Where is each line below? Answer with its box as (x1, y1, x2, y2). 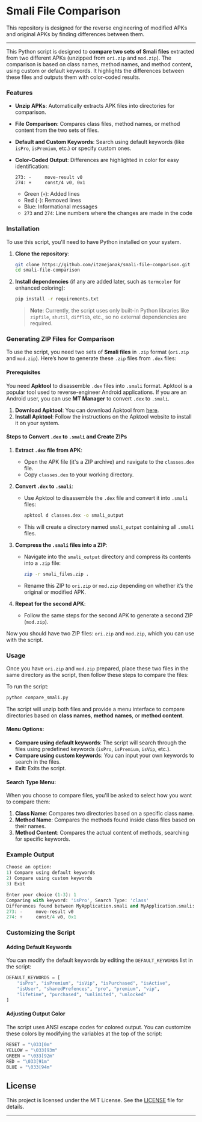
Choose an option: (6, 864, 52, 870)
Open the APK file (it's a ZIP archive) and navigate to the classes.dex (23, 458, 195, 465)
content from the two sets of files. (14, 126, 99, 134)
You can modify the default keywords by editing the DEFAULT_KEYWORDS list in (6, 956, 194, 964)
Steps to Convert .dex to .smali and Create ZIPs (6, 433, 127, 440)
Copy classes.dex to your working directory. (23, 471, 134, 478)
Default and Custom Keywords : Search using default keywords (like (14, 139, 185, 146)
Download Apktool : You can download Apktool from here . (14, 407, 159, 414)
